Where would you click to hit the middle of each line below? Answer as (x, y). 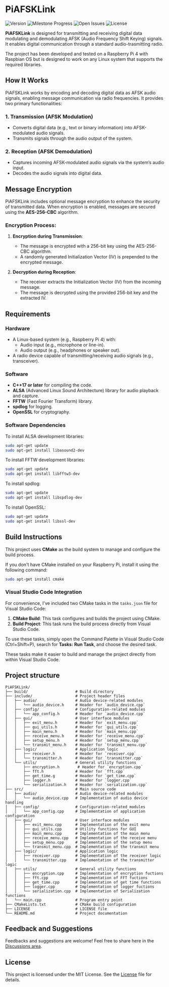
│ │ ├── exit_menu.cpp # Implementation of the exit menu (78, 824)
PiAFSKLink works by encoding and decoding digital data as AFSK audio (80, 93)
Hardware (18, 328)
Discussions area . (24, 946)
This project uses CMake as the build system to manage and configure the (83, 549)
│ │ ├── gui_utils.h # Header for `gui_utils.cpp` (72, 727)
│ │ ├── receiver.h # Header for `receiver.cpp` (71, 753)
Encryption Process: (31, 225)
